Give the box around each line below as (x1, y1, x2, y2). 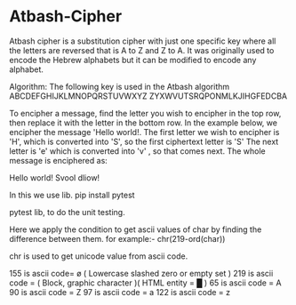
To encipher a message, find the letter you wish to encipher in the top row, (9, 108, 282, 118)
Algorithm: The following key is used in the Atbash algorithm (9, 81, 230, 92)
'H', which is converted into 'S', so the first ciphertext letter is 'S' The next (9, 136, 279, 147)
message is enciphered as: (9, 155, 108, 165)
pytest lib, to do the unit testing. (9, 206, 126, 217)
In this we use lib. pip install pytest (9, 189, 135, 200)
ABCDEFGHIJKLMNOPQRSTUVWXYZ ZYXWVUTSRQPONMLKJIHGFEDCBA (9, 91, 287, 101)
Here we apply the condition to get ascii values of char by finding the (9, 224, 262, 235)
